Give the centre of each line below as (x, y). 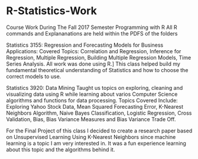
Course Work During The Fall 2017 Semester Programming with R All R (92, 27)
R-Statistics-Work (52, 11)
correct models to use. (34, 76)
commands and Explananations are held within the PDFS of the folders (92, 33)
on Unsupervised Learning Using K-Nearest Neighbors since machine (91, 137)
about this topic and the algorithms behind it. (61, 150)
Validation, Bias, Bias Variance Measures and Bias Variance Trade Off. (91, 119)
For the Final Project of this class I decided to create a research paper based (99, 131)
